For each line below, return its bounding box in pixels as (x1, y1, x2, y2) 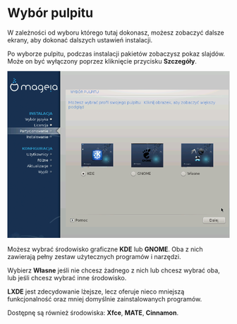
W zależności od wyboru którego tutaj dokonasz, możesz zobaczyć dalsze (7, 28, 224, 37)
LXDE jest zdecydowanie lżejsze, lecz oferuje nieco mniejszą (7, 287, 185, 296)
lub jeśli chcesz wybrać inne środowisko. (7, 273, 127, 282)
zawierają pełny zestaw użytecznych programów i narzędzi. (7, 252, 181, 260)
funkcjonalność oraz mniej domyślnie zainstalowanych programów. (7, 294, 202, 303)
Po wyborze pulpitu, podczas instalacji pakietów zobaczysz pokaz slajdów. (7, 49, 226, 58)
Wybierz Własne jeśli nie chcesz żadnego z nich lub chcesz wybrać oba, (7, 266, 220, 275)
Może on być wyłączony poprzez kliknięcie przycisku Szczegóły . (7, 56, 197, 65)
